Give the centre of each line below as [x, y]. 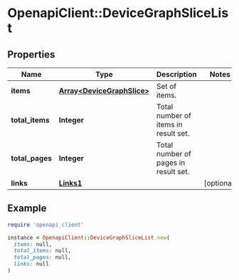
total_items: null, [43, 251]
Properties [31, 54]
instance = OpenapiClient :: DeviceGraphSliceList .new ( [89, 237]
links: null [32, 264]
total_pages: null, [43, 257]
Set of [166, 86]
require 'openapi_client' [46, 225]
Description [176, 74]
